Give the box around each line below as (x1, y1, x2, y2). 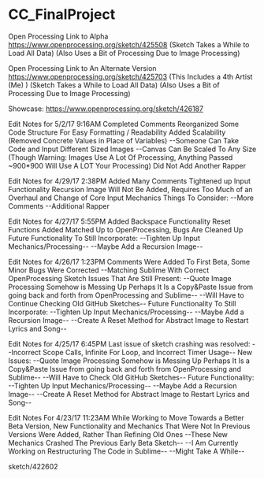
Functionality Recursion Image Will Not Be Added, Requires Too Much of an (8, 184, 254, 194)
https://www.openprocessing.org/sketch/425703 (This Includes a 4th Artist (8, 72, 253, 81)
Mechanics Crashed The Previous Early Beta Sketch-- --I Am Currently (8, 438, 239, 447)
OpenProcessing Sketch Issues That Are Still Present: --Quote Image (8, 273, 232, 283)
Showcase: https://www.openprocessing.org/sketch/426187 (8, 104, 203, 113)
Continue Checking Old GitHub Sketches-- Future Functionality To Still (8, 298, 236, 308)
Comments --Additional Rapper (8, 201, 110, 210)
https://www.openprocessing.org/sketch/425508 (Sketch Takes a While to (8, 39, 250, 49)
